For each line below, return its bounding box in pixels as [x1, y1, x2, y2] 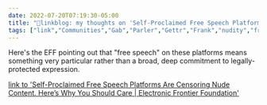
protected [8, 65, 41, 74]
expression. [41, 65, 80, 74]
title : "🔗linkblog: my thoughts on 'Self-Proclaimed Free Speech [8, 19, 229, 27]
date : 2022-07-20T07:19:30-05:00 [8, 11, 119, 20]
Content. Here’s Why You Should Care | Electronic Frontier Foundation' [8, 88, 240, 98]
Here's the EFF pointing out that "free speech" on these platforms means [8, 48, 248, 58]
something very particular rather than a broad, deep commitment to [8, 56, 230, 66]
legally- [230, 56, 256, 66]
